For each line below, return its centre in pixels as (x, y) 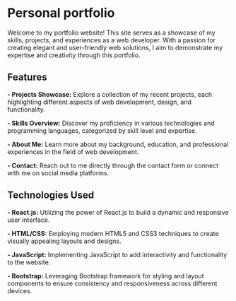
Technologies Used (51, 195)
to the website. (29, 262)
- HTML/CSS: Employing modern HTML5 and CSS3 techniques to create (113, 233)
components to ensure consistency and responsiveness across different (112, 283)
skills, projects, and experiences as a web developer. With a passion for (112, 40)
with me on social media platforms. (58, 173)
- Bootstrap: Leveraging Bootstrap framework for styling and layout (106, 276)
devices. (20, 290)
